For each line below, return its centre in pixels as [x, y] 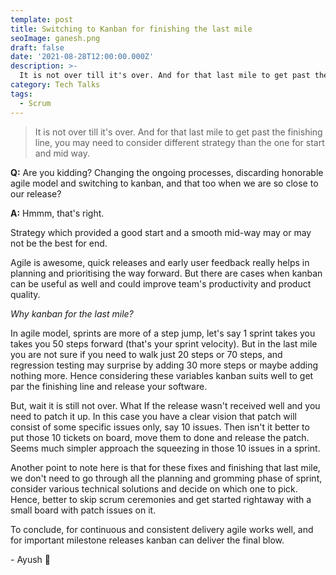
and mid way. [62, 153]
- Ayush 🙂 [31, 559]
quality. [25, 294]
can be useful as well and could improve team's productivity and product [161, 283]
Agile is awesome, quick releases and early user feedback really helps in [160, 262]
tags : [21, 94]
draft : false [37, 47]
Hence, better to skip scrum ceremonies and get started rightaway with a [161, 499]
